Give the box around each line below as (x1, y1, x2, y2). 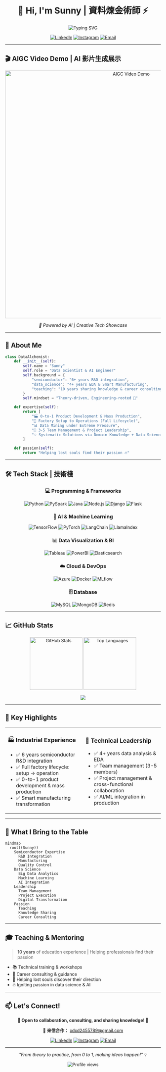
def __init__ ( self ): (14, 359, 56, 364)
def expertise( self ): (14, 405, 58, 409)
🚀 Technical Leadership (85, 737, 152, 745)
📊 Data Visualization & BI (52, 537, 114, 544)
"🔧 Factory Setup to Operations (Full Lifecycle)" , (31, 418, 140, 423)
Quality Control (18, 863, 52, 868)
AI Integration (18, 880, 50, 885)
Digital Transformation (18, 897, 68, 902)
